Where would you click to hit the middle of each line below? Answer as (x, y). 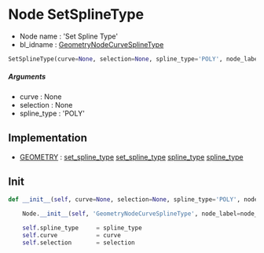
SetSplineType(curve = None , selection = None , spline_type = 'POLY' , (115, 59)
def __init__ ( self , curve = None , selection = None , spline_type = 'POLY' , (125, 200)
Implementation (48, 138)
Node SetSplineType (76, 15)
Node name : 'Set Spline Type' (69, 36)
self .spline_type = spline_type (82, 228)
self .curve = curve (72, 236)
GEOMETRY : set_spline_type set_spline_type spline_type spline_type (131, 157)
